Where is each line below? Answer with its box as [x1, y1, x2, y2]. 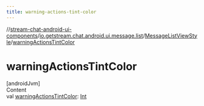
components [6, 31, 38, 39]
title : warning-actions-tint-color [6, 8, 97, 15]
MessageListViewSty [144, 31, 198, 39]
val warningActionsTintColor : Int [6, 92, 87, 100]
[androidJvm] [6, 79, 41, 87]
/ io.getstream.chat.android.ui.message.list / [37, 31, 145, 39]
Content [6, 86, 27, 93]
